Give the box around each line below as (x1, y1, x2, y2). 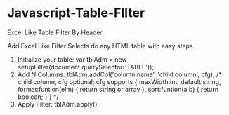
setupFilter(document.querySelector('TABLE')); (17, 62, 155, 71)
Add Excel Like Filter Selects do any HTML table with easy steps (7, 41, 193, 50)
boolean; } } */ (17, 93, 60, 101)
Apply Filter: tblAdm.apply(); (17, 100, 100, 108)
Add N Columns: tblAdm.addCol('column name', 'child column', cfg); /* (17, 70, 223, 79)
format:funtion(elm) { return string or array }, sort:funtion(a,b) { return (17, 85, 219, 93)
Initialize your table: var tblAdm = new (17, 55, 128, 64)
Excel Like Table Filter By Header (7, 28, 103, 36)
